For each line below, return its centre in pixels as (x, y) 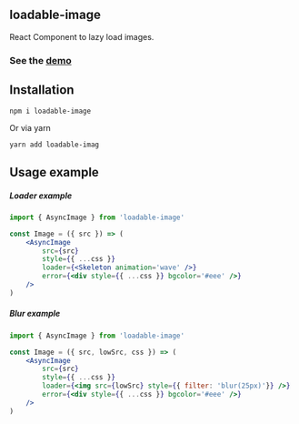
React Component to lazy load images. (82, 36)
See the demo (40, 60)
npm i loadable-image (50, 111)
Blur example (35, 314)
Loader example (41, 196)
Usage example (55, 172)
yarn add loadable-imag (55, 145)
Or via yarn (30, 127)
